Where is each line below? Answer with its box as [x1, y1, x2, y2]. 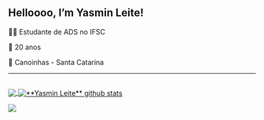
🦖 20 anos [8, 42, 42, 52]
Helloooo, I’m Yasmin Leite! [8, 6, 144, 20]
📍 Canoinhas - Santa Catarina [8, 57, 104, 67]
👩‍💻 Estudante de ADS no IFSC [8, 27, 106, 36]
